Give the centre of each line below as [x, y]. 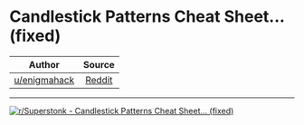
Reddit [99, 80]
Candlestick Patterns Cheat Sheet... [147, 17]
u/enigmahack [44, 80]
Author [44, 64]
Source [99, 64]
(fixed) [35, 36]
